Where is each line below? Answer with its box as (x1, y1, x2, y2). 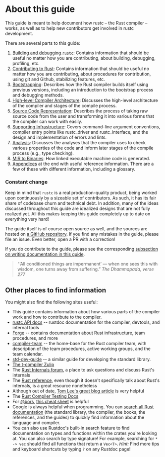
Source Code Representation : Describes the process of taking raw (12, 108, 148, 114)
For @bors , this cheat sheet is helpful (12, 399, 89, 405)
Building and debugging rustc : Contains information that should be (12, 50, 149, 56)
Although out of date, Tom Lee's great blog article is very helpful (12, 388, 145, 394)
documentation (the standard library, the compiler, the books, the (12, 409, 146, 415)
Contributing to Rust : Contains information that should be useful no (12, 66, 150, 72)
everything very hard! (5, 216, 50, 222)
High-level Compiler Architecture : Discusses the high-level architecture (12, 97, 158, 103)
